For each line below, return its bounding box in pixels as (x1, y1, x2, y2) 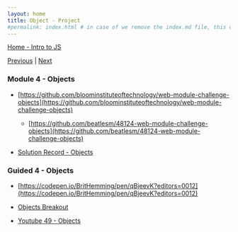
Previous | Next (7, 57, 52, 65)
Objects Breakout (17, 202, 69, 211)
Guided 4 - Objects (7, 166, 74, 175)
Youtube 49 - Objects (17, 216, 81, 225)
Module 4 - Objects (7, 74, 76, 84)
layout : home (7, 10, 46, 18)
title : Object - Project (7, 17, 81, 24)
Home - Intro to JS (7, 43, 62, 52)
